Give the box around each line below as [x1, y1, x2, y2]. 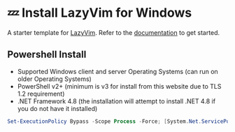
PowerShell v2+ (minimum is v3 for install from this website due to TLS [17, 82, 222, 90]
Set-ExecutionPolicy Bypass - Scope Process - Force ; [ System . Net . [7, 117, 201, 125]
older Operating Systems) [17, 75, 92, 83]
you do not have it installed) [17, 104, 98, 112]
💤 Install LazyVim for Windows [7, 5, 192, 21]
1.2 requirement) [17, 89, 65, 98]
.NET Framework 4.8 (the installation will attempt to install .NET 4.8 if [17, 96, 215, 105]
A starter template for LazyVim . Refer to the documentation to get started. [7, 28, 220, 36]
